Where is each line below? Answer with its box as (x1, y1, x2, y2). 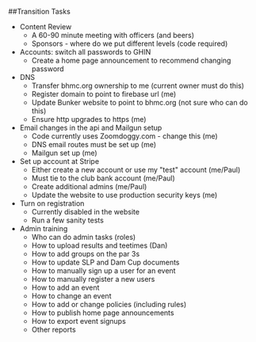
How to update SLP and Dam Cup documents (31, 257, 180, 267)
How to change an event (31, 291, 112, 300)
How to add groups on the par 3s (31, 249, 140, 258)
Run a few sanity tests (31, 215, 105, 225)
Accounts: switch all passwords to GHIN (19, 47, 151, 56)
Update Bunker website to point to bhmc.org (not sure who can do (31, 98, 248, 107)
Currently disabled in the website (31, 207, 140, 216)
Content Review (19, 22, 72, 31)
